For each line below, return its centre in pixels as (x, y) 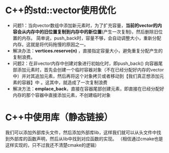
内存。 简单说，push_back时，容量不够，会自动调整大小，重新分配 (91, 38)
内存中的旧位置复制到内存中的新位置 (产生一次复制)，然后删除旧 (92, 31)
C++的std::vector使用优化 (61, 10)
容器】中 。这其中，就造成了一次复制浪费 (64, 82)
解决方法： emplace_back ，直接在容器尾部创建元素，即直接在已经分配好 (88, 89)
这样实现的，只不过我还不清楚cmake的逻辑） (52, 145)
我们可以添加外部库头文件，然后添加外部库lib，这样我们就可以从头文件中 (81, 132)
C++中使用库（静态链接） (59, 118)
